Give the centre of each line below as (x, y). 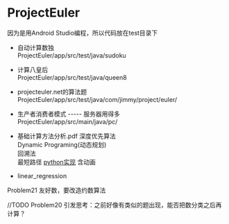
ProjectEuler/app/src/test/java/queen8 (72, 77)
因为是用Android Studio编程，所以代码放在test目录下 (83, 33)
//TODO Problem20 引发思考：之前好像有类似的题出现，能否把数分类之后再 (114, 205)
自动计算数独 (35, 47)
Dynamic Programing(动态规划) (62, 144)
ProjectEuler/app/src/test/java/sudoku (71, 55)
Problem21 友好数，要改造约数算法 (57, 190)
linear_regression (42, 175)
